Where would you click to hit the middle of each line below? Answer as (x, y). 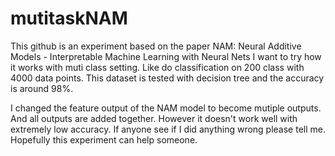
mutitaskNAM (69, 18)
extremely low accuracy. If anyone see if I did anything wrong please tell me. (168, 129)
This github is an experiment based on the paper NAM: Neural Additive (156, 46)
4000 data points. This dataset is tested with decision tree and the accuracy (167, 78)
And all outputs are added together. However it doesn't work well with (154, 118)
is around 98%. (42, 88)
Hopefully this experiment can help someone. (104, 139)
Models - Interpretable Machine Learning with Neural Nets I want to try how (166, 56)
